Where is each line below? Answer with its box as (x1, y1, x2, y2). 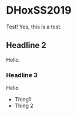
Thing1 (14, 96, 31, 103)
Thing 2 (14, 102, 34, 110)
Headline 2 (6, 40, 46, 50)
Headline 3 (6, 71, 38, 79)
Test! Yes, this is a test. (6, 23, 62, 30)
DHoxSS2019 (6, 4, 72, 17)
